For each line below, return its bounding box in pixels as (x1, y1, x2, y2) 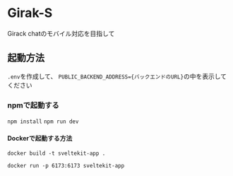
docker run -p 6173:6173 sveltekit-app (7, 163, 125, 170)
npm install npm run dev (7, 118, 79, 125)
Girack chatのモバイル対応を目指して (7, 29, 115, 37)
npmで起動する (7, 100, 60, 110)
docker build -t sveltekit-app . (7, 150, 106, 157)
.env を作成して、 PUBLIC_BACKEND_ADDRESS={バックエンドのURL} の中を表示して (7, 72, 227, 81)
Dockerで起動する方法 (7, 134, 73, 142)
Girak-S (7, 5, 53, 21)
